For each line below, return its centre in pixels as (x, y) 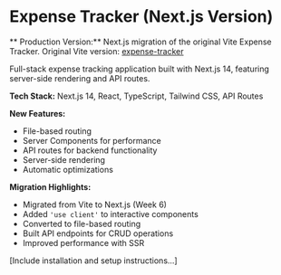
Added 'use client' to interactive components (111, 213)
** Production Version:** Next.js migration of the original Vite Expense (140, 42)
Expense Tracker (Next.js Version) (141, 17)
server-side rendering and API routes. (80, 78)
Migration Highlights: (50, 186)
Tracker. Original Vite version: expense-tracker (97, 51)
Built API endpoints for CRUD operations (98, 233)
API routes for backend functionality (90, 150)
